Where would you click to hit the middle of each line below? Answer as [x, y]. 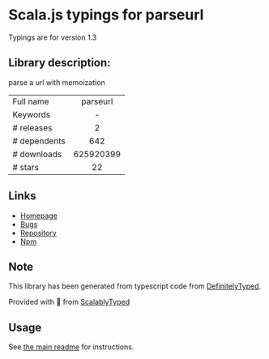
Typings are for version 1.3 [53, 37]
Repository [38, 233]
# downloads [37, 154]
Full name [31, 101]
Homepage [39, 216]
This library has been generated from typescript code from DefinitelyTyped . [135, 286]
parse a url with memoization [57, 82]
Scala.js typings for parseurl [106, 15]
